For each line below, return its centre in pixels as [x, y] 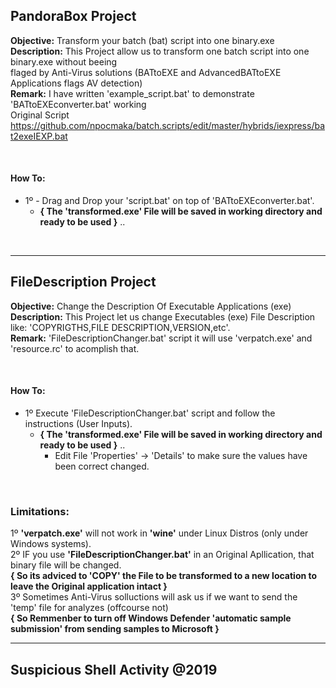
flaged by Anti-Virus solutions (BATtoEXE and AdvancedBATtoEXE [146, 72]
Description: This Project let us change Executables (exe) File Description [163, 316]
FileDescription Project [83, 282]
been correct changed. [102, 466]
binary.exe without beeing [64, 61]
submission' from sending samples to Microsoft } [115, 629]
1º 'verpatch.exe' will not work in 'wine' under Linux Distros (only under [159, 533]
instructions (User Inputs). [78, 424]
